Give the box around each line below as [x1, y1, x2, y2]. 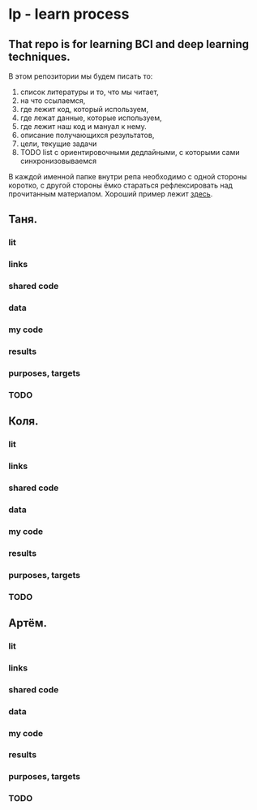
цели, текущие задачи [19, 139, 97, 149]
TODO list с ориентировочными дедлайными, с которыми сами [19, 148, 241, 157]
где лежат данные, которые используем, [19, 113, 162, 123]
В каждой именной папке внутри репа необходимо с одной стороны [8, 172, 247, 181]
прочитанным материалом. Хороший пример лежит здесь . [8, 189, 213, 199]
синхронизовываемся [19, 156, 97, 166]
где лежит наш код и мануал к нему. [19, 122, 148, 131]
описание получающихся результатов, [19, 131, 155, 140]
